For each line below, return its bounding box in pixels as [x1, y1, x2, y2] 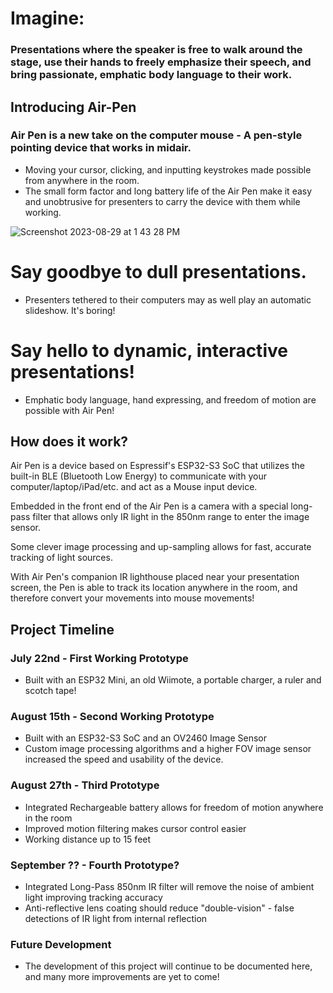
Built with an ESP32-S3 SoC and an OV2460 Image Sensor [24, 732, 267, 744]
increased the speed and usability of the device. [24, 753, 224, 766]
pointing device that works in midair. [10, 141, 192, 155]
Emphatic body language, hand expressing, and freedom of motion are [24, 393, 317, 406]
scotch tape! [24, 685, 77, 697]
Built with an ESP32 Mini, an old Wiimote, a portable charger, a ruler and [24, 674, 322, 686]
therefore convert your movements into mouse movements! [10, 592, 255, 604]
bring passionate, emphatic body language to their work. [10, 68, 293, 82]
